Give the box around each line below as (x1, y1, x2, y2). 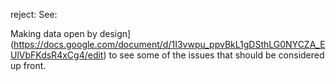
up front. (10, 60, 47, 71)
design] (99, 28, 132, 39)
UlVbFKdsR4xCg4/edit (10, 49, 104, 61)
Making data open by (10, 28, 98, 39)
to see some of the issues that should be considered (108, 49, 325, 61)
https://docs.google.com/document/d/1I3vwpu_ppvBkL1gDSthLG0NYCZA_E (13, 39, 326, 50)
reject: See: (10, 9, 58, 20)
